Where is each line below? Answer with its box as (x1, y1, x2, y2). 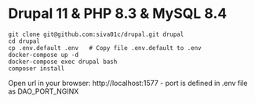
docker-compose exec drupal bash (8, 58, 118, 66)
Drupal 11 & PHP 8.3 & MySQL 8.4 (8, 5, 228, 23)
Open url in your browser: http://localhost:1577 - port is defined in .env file (8, 78, 248, 87)
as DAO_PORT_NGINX (8, 87, 79, 96)
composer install (8, 64, 65, 73)
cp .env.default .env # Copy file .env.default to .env (8, 44, 202, 51)
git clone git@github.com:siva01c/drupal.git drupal (8, 30, 184, 38)
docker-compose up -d (8, 51, 79, 59)
